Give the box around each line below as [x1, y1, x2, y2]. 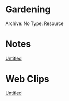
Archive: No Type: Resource [5, 20, 64, 27]
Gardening [5, 4, 51, 15]
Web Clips [5, 73, 49, 85]
